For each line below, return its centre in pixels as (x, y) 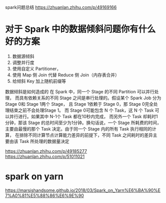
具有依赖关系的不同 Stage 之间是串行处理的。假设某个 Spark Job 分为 (90, 98)
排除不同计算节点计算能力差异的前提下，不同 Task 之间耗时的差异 (86, 135)
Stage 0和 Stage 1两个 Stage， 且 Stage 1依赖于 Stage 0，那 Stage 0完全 (79, 104)
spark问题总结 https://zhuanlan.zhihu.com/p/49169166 (61, 7)
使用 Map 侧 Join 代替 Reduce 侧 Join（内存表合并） (66, 75)
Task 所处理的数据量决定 (44, 141)
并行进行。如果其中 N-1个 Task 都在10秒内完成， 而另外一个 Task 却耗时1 (83, 116)
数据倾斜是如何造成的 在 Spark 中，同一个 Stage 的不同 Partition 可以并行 (80, 91)
